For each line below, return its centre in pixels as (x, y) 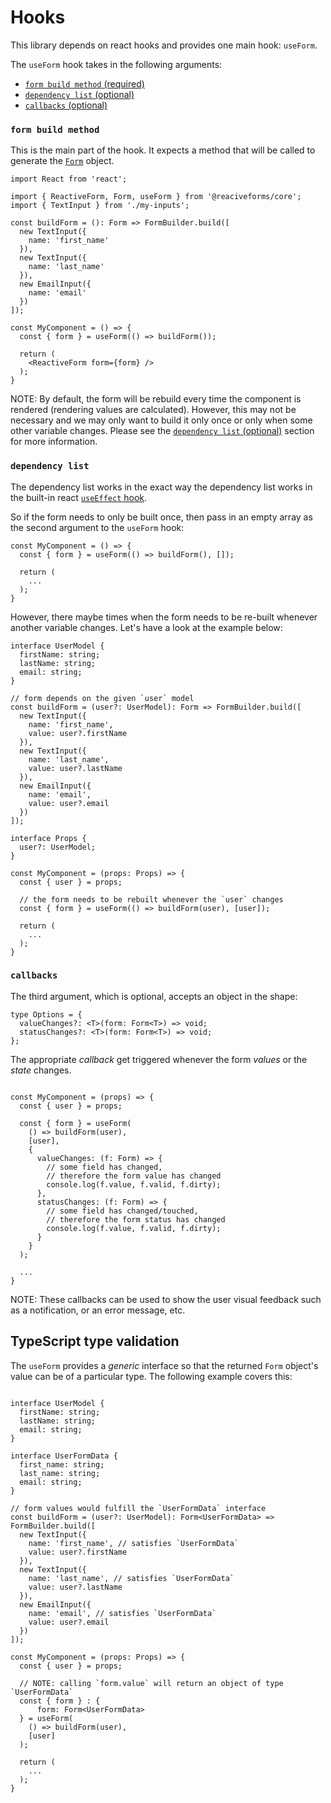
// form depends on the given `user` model (102, 698)
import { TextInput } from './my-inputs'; (100, 206)
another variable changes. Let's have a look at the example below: (146, 627)
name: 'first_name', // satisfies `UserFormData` (134, 1543)
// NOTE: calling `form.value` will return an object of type (151, 1683)
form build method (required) (84, 83)
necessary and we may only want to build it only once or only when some (161, 420)
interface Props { (48, 838)
